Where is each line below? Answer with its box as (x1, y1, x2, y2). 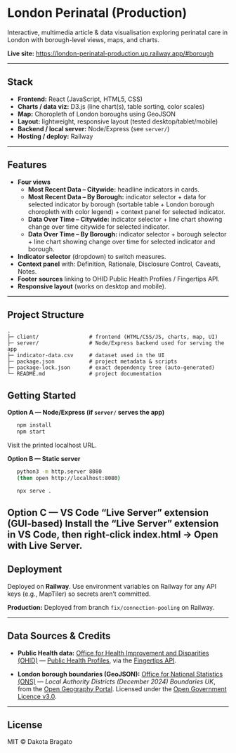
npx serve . (16, 487, 52, 494)
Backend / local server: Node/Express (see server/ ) (17, 124, 170, 133)
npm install (16, 422, 52, 429)
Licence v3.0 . (17, 692, 58, 700)
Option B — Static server (7, 454, 81, 462)
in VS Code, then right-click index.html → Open (7, 528, 218, 540)
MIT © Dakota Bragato (7, 738, 72, 746)
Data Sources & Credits (7, 630, 111, 642)
